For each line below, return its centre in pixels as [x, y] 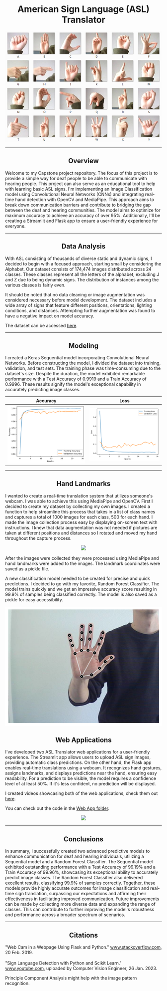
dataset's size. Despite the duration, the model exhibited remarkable [75, 374]
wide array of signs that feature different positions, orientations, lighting [79, 305]
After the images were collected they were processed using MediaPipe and [82, 558]
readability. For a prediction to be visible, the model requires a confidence [81, 778]
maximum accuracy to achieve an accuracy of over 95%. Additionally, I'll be [83, 215]
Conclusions [83, 839]
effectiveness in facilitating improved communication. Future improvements [82, 899]
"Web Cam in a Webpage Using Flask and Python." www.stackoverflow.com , [83, 947]
